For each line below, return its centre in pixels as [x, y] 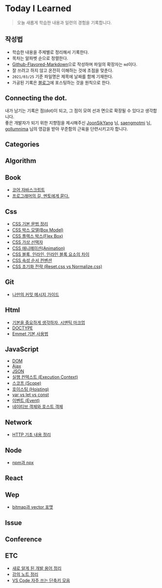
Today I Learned [38, 9]
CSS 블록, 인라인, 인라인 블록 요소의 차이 [51, 254]
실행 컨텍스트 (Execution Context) [45, 377]
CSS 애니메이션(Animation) [38, 248]
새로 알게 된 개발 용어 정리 [37, 568]
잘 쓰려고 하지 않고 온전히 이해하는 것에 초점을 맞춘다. [63, 70]
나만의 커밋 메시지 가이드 [36, 294]
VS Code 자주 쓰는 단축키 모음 [41, 580]
